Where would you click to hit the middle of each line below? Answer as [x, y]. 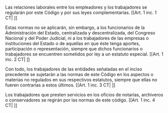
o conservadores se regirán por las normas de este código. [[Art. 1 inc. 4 [80, 100]
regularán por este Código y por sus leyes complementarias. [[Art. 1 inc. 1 [81, 12]
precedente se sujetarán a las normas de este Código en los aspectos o [79, 74]
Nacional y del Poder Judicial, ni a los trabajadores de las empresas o [77, 38]
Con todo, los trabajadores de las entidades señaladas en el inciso [74, 69]
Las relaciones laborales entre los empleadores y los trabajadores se [76, 7]
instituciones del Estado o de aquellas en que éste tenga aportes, [73, 43]
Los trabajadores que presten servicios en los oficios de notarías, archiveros [84, 95]
